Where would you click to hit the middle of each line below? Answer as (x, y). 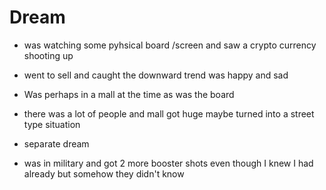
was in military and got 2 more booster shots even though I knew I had (168, 163)
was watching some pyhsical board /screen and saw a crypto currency (170, 45)
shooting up (48, 55)
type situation (52, 124)
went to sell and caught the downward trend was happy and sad (156, 75)
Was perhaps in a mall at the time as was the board (129, 94)
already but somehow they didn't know (104, 173)
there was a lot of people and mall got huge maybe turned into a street (169, 113)
